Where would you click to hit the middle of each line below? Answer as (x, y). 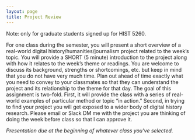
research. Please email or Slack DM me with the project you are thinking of (96, 113)
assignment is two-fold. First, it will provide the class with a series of (88, 94)
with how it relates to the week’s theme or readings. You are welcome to (93, 63)
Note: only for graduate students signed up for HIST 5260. (76, 33)
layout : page (22, 11)
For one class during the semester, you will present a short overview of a (93, 45)
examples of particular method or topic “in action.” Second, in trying (103, 100)
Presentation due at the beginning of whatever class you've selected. (90, 130)
